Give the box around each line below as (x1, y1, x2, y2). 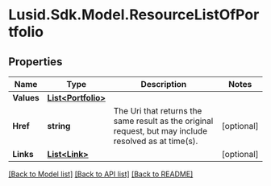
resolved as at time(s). (113, 135, 198, 147)
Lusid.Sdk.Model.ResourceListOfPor (8, 6, 260, 24)
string (47, 121, 71, 131)
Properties (8, 55, 63, 68)
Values (12, 93, 40, 103)
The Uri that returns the (113, 105, 202, 116)
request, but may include (113, 126, 208, 136)
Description (140, 79, 187, 89)
